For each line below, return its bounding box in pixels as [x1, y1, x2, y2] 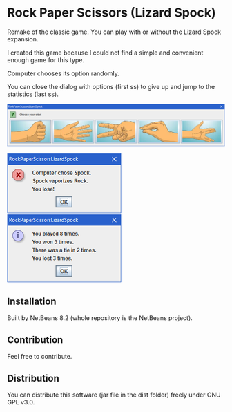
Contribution [7, 334, 64, 346]
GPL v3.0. [7, 398, 35, 406]
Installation [7, 296, 57, 308]
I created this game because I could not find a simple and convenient [7, 48, 204, 57]
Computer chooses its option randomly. [7, 69, 119, 77]
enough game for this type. [7, 55, 85, 64]
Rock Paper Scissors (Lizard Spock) [7, 5, 216, 21]
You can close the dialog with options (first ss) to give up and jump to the [7, 82, 215, 91]
